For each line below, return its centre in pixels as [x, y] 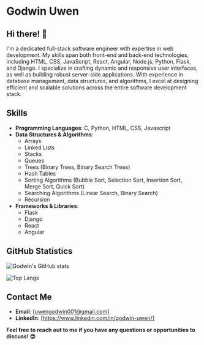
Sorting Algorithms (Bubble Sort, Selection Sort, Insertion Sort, [103, 180]
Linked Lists [40, 147]
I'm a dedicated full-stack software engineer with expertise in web [90, 48]
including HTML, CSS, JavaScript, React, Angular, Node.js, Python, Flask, [99, 61]
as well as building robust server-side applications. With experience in [95, 74]
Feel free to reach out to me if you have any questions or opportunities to [101, 330]
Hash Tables [40, 173]
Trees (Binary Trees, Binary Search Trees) [77, 167]
